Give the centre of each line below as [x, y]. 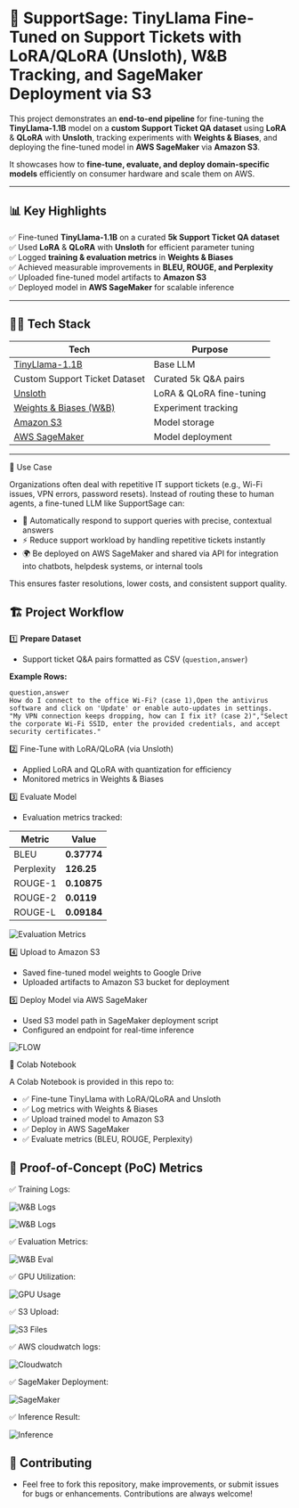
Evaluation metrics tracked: [72, 818]
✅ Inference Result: [45, 1417]
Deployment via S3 [81, 94]
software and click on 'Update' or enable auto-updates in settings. [141, 709]
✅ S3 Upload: [34, 1312]
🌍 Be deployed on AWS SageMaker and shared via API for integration [150, 553]
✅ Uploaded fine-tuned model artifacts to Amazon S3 [108, 277]
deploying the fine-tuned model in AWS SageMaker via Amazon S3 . [135, 147]
